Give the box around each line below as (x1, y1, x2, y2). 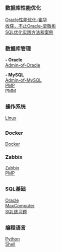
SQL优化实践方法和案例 (5, 29, 53, 36)
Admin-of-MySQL (5, 77, 42, 83)
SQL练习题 (5, 208, 27, 214)
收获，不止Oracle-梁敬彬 (5, 23, 56, 29)
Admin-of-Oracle (5, 62, 40, 68)
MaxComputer (5, 202, 35, 208)
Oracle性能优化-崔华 (5, 17, 47, 23)
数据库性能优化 (5, 4, 41, 11)
